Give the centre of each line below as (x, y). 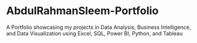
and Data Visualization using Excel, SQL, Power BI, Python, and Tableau (95, 33)
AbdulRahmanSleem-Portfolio (82, 11)
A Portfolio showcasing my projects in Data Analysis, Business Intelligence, (99, 27)
